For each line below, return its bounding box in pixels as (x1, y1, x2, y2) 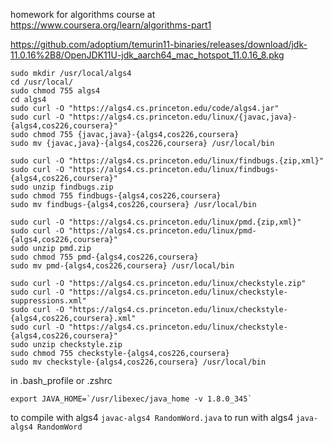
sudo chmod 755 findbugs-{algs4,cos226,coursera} (10, 191, 222, 201)
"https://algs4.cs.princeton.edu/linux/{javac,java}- (68, 112, 298, 122)
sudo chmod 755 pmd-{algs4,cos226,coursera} (10, 252, 199, 262)
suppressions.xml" (10, 296, 87, 306)
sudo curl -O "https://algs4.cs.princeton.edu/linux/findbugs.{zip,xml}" (10, 156, 325, 166)
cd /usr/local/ (10, 77, 74, 87)
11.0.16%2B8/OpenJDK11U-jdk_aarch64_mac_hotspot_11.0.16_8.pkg (10, 49, 285, 61)
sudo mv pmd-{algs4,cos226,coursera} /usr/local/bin (10, 261, 235, 271)
